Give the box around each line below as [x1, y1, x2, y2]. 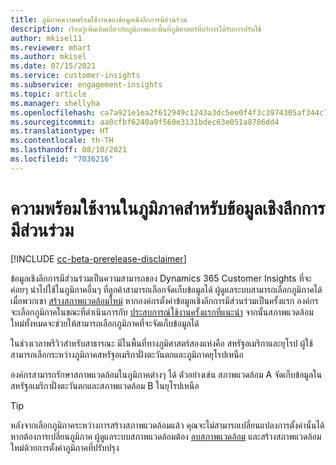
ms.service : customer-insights [10, 71, 141, 81]
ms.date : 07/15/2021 [10, 61, 97, 71]
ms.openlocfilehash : [10, 107, 97, 118]
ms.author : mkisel [10, 52, 87, 62]
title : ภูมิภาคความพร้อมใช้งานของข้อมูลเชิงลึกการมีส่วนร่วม [10, 14, 188, 25]
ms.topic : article [10, 89, 87, 99]
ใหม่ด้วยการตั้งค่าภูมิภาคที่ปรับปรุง [10, 441, 120, 453]
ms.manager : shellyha [10, 98, 101, 108]
